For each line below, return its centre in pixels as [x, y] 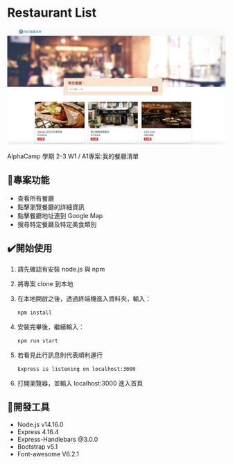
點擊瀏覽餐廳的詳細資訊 [51, 207]
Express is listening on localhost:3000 [76, 370]
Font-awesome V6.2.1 [48, 454]
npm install [34, 313]
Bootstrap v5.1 [37, 447]
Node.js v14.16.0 [40, 424]
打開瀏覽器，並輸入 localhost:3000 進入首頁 [80, 383]
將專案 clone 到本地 [45, 284]
